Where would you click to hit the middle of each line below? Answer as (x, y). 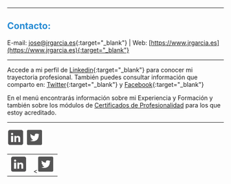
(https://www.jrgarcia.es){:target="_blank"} (68, 50)
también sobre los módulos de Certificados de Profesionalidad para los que (114, 105)
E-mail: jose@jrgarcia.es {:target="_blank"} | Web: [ (79, 43)
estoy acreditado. (32, 112)
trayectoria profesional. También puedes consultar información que (102, 77)
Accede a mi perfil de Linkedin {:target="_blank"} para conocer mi (100, 70)
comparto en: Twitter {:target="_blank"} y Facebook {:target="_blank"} (106, 84)
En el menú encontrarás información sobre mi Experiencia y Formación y (110, 98)
